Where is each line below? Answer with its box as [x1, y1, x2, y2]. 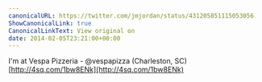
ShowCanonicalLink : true [8, 19, 92, 27]
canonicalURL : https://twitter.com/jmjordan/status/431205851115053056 [8, 11, 254, 20]
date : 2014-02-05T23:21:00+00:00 [8, 34, 121, 43]
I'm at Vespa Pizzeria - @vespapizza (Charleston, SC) [8, 56, 188, 66]
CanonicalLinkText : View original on [8, 27, 135, 35]
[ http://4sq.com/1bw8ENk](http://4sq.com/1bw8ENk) [8, 65, 184, 75]
